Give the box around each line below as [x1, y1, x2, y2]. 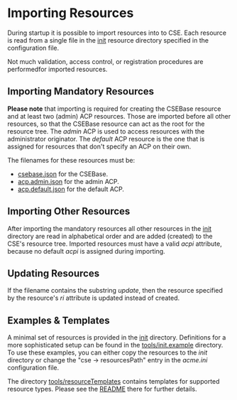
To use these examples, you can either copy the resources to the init [7, 348, 208, 357]
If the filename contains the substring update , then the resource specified [7, 286, 224, 295]
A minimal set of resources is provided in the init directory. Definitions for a [7, 333, 226, 342]
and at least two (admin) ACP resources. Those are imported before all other [7, 112, 231, 120]
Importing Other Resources [7, 205, 131, 217]
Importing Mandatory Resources [7, 85, 155, 97]
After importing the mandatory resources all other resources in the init [7, 224, 211, 232]
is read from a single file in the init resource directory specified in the [7, 36, 209, 44]
